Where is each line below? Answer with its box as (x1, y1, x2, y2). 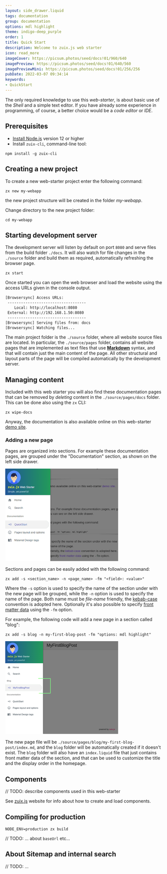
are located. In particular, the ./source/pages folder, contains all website (5, 339, 154, 345)
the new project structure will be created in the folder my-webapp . (5, 197, 143, 203)
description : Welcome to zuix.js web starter (5, 45, 102, 50)
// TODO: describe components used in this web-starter (5, 789, 120, 795)
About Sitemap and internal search (5, 850, 116, 858)
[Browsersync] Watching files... (5, 325, 75, 330)
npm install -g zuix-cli (5, 151, 57, 156)
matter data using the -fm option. (5, 606, 73, 613)
